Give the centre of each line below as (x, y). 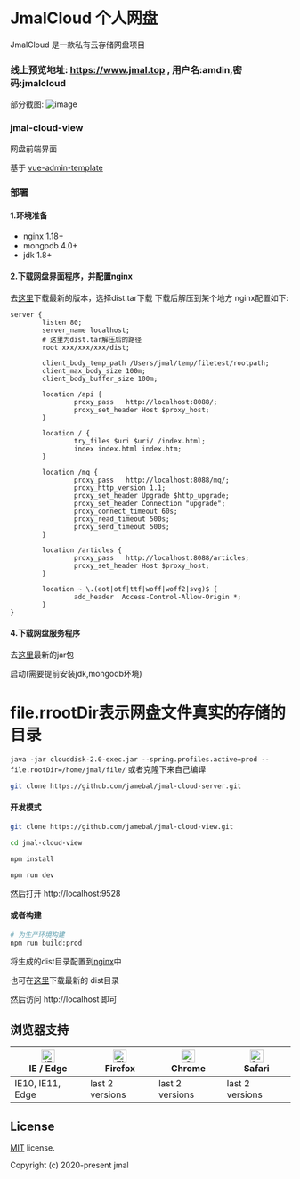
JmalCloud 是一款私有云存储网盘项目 (78, 45)
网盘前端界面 (33, 149)
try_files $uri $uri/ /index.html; (139, 441)
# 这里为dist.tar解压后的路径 (92, 339)
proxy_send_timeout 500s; (122, 526)
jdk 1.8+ (37, 255)
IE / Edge (48, 1069)
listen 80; (62, 322)
